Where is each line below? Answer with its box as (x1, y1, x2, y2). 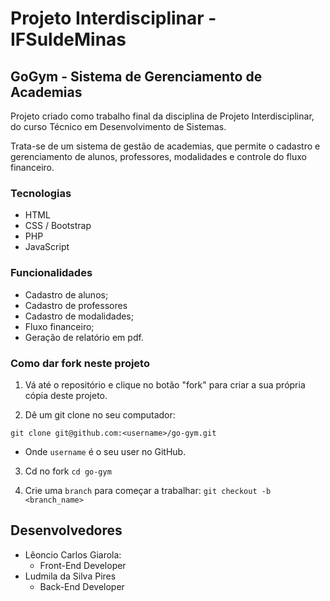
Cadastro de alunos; (24, 288, 109, 301)
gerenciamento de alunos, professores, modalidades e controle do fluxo (10, 151, 307, 162)
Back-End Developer (39, 580, 125, 592)
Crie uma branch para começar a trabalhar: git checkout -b (24, 484, 272, 496)
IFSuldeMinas (10, 28, 127, 51)
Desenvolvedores (10, 522, 123, 539)
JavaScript (24, 241, 70, 253)
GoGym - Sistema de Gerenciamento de (10, 68, 263, 85)
